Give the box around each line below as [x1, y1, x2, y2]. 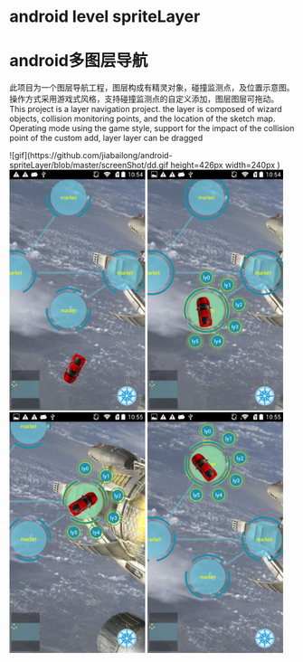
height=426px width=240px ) [170, 160, 280, 171]
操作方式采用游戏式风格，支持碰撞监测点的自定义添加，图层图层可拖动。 [9, 93, 279, 105]
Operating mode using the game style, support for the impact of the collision [9, 123, 295, 134]
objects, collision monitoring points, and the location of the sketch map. [9, 113, 276, 124]
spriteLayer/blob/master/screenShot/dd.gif [9, 160, 169, 171]
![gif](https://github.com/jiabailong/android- [9, 150, 174, 161]
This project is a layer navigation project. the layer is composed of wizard [9, 104, 282, 115]
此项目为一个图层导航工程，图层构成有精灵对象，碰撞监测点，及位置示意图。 [9, 82, 295, 93]
